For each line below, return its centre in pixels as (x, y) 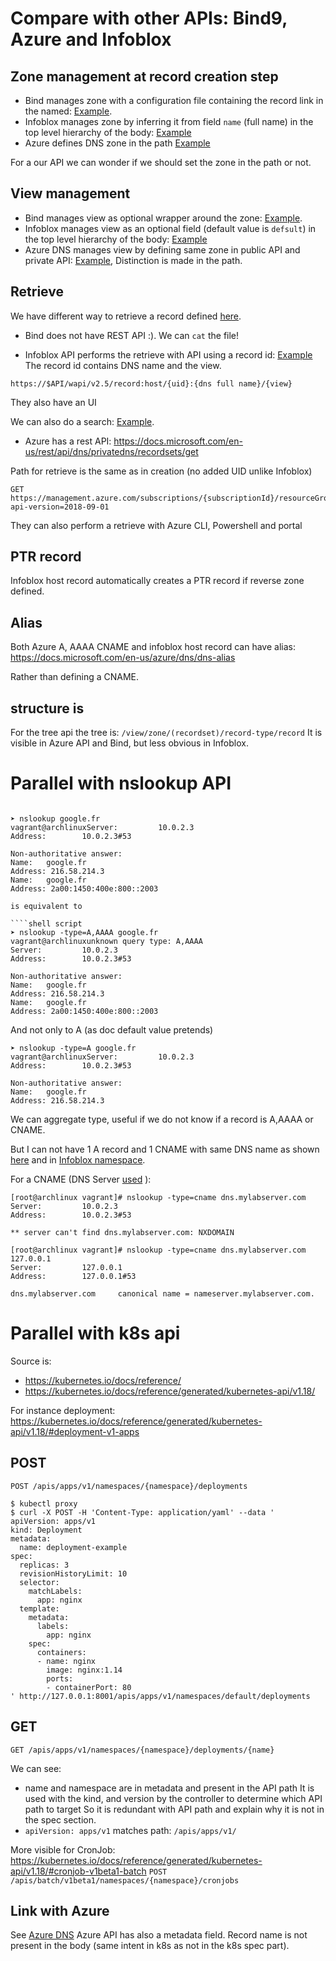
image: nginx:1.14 (84, 1670)
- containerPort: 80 (89, 1687)
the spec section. (60, 1819)
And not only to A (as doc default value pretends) (112, 1030)
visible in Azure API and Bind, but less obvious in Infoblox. (129, 743)
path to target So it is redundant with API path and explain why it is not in (174, 1809)
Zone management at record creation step (144, 76)
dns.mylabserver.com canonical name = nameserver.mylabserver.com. (162, 1294)
